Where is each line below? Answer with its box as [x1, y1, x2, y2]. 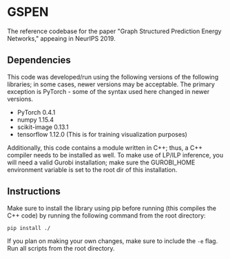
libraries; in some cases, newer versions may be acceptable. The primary [7, 80, 216, 88]
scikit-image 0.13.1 [17, 122, 69, 131]
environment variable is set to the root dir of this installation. [7, 165, 178, 173]
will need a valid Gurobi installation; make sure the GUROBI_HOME [7, 158, 196, 166]
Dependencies [7, 55, 71, 66]
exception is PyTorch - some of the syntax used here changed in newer [7, 87, 210, 95]
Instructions [7, 186, 61, 198]
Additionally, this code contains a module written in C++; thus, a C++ [7, 143, 203, 152]
